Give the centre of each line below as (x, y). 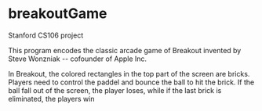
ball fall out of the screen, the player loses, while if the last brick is (115, 90)
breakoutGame (58, 14)
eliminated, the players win (51, 98)
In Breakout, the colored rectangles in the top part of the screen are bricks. (129, 73)
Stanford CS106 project (46, 35)
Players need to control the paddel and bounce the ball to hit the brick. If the (131, 82)
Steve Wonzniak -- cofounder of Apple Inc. (78, 59)
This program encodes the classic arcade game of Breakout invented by (125, 50)
